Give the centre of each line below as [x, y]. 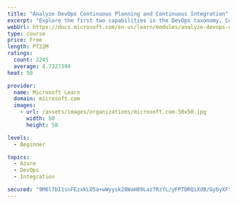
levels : [19, 138]
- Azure [25, 164]
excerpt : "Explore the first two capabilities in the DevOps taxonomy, [115, 20]
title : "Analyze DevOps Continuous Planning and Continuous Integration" [118, 14]
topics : [19, 157]
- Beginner [30, 144]
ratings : [20, 54]
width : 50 [40, 119]
